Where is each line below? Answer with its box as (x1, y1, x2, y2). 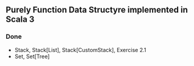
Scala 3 (5, 15, 35, 25)
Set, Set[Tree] (14, 53, 50, 60)
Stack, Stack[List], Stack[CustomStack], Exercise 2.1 (14, 46, 146, 53)
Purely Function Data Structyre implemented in (5, 5, 189, 15)
